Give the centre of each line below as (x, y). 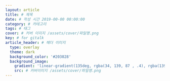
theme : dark (23, 52)
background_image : (29, 61)
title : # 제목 (19, 15)
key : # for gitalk (25, 38)
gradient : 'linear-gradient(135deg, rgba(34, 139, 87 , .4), (80, 66)
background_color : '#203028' (40, 57)
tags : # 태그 (18, 29)
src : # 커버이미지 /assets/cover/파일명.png (58, 71)
